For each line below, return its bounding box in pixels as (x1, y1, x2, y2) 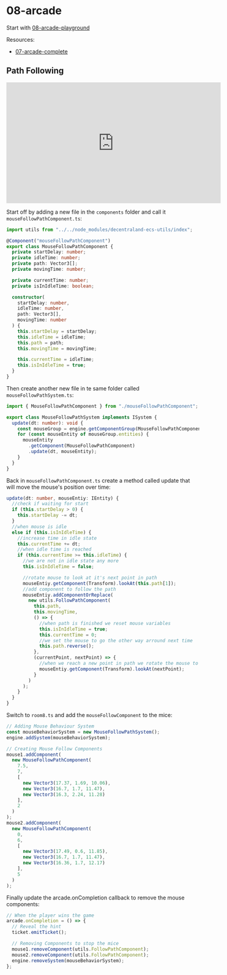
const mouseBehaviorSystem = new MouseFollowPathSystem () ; (6, 729, 160, 735)
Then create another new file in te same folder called (6, 384, 140, 392)
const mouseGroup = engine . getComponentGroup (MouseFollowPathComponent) (17, 425, 207, 432)
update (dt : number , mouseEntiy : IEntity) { (6, 495, 119, 501)
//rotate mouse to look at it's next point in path (22, 575, 157, 581)
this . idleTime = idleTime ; (17, 334, 86, 340)
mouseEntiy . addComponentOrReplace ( (22, 592, 114, 598)
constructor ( (12, 294, 45, 300)
